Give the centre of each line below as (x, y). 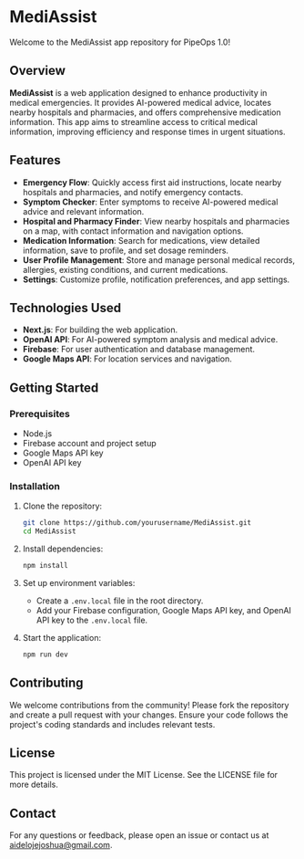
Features (35, 160)
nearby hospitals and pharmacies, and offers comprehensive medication (145, 112)
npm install (45, 566)
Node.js (37, 434)
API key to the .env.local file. (92, 620)
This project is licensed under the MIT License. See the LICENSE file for (144, 775)
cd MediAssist (49, 531)
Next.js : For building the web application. (100, 330)
